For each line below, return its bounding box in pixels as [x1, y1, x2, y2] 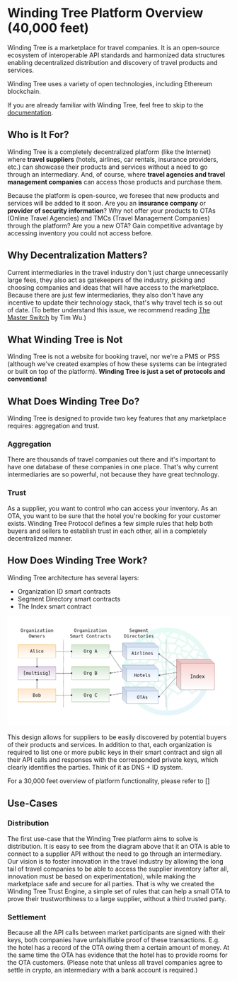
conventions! [7, 375, 47, 383]
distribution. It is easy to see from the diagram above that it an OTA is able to [7, 842, 231, 850]
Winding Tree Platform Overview [7, 5, 204, 21]
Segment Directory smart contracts [17, 594, 121, 603]
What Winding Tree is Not [7, 334, 123, 346]
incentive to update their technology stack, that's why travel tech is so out [7, 298, 223, 307]
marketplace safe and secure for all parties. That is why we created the [7, 879, 215, 888]
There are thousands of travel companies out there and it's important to [7, 455, 216, 464]
